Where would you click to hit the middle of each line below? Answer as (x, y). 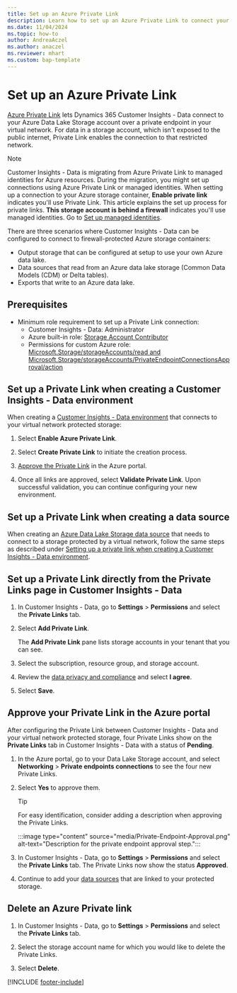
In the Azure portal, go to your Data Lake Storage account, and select (118, 759)
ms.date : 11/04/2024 (38, 27)
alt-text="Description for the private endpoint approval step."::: (109, 844)
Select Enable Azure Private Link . (67, 438)
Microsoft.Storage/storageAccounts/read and (94, 352)
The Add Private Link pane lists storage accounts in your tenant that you (123, 642)
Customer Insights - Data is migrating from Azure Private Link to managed (115, 172)
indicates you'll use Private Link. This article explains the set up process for (117, 202)
